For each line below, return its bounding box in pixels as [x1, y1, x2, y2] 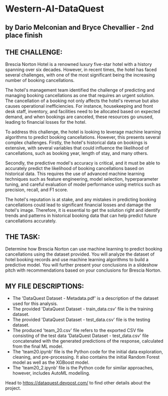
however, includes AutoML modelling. [12, 370, 90, 376]
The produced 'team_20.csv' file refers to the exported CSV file [12, 328, 144, 334]
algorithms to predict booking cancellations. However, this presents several [5, 134, 161, 140]
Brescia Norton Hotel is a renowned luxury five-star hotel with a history [5, 61, 152, 67]
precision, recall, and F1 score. [5, 187, 69, 193]
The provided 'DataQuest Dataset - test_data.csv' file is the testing [12, 316, 150, 323]
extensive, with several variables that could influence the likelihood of [5, 145, 149, 151]
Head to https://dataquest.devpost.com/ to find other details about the [5, 380, 151, 386]
